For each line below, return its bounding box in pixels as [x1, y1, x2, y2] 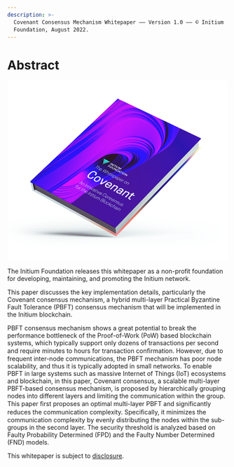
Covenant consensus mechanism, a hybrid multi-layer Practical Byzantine [7, 295, 221, 304]
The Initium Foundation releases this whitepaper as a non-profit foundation [7, 267, 223, 276]
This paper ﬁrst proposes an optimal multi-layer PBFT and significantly [7, 400, 212, 408]
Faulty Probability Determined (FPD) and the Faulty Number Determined [7, 431, 215, 439]
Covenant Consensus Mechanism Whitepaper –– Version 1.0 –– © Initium [13, 18, 224, 26]
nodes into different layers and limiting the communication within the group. [7, 392, 226, 400]
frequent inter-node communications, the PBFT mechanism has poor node [7, 354, 222, 363]
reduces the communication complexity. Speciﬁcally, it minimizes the [7, 408, 207, 417]
